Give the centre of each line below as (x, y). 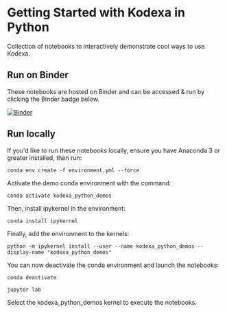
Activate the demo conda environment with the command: (89, 183)
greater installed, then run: (45, 158)
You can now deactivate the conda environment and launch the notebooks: (113, 265)
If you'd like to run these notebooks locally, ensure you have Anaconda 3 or (114, 150)
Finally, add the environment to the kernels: (68, 233)
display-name (26, 252)
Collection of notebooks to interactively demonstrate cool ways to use (106, 46)
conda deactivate (32, 277)
